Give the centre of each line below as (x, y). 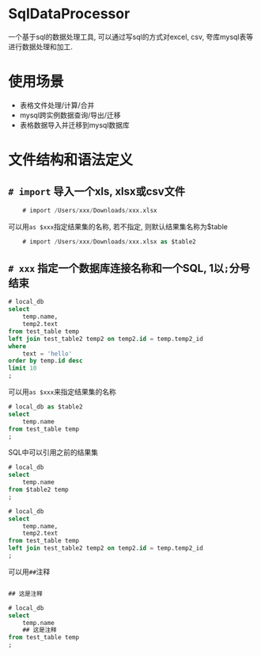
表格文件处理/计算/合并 (57, 105)
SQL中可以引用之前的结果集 (53, 452)
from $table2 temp (38, 490)
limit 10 (23, 368)
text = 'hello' (47, 354)
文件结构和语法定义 (71, 160)
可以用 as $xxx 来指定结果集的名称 (62, 392)
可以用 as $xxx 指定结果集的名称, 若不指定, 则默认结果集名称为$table (118, 226)
